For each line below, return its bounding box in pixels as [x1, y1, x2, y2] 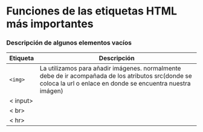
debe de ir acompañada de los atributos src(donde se [39, 72, 192, 80]
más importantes [6, 17, 94, 31]
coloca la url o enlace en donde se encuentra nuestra [39, 80, 191, 88]
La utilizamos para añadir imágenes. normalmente [39, 64, 181, 73]
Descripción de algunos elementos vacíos [6, 39, 132, 47]
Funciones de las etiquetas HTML [6, 4, 177, 18]
